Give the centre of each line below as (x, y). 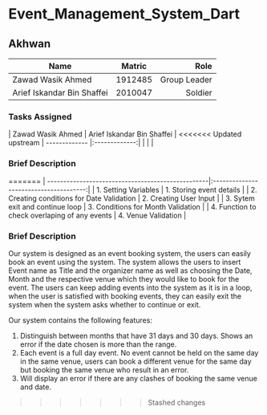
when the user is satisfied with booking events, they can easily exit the (125, 296)
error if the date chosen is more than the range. (98, 344)
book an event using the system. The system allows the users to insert (125, 262)
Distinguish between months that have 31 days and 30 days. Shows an (136, 336)
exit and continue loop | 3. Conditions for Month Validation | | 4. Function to (132, 206)
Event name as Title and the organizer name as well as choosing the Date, (130, 271)
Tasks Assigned (40, 116)
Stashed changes (177, 402)
